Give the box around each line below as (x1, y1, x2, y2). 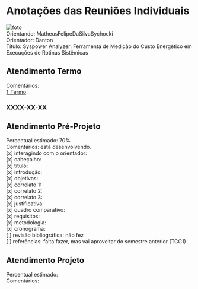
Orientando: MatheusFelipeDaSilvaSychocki (6, 30, 114, 37)
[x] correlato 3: (6, 194, 43, 201)
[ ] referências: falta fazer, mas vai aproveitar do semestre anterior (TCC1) (6, 238, 187, 245)
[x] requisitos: (6, 212, 40, 220)
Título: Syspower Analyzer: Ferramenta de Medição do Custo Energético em (6, 43, 192, 50)
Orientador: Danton (6, 36, 53, 43)
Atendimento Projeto (6, 255, 85, 265)
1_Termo (6, 88, 27, 96)
